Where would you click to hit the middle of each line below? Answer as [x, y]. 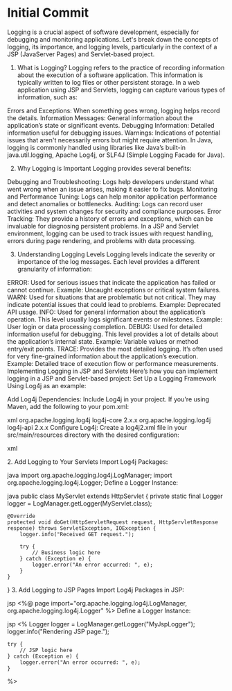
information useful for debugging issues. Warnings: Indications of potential [114, 133]
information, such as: [47, 97]
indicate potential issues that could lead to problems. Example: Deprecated [114, 304]
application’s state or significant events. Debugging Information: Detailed [111, 125]
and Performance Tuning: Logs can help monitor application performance [112, 197]
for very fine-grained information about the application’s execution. [103, 356]
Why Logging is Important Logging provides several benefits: [104, 168]
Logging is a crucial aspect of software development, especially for [103, 32]
